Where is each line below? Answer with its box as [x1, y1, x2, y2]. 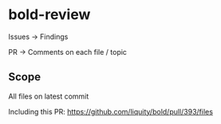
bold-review [8, 6, 91, 24]
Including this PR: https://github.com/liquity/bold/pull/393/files [8, 107, 214, 116]
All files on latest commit [8, 91, 89, 101]
